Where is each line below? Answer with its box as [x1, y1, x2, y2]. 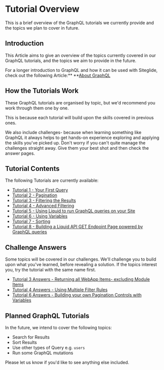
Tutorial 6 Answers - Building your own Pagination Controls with [12, 292, 142, 298]
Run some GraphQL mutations [12, 350, 74, 356]
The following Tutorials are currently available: [5, 177, 99, 183]
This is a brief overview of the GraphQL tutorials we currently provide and [5, 20, 154, 26]
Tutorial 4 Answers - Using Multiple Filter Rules [12, 287, 108, 293]
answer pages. [5, 150, 35, 156]
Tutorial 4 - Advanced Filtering [12, 203, 75, 209]
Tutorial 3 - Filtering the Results [12, 198, 76, 203]
